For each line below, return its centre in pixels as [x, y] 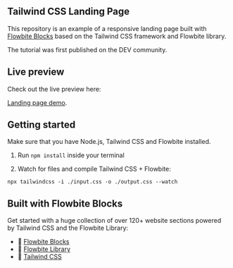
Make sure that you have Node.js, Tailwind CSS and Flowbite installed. [109, 142]
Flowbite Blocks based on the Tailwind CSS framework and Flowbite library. [117, 36]
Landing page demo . [37, 102]
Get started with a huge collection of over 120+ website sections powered [114, 221]
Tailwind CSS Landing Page [69, 12]
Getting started [42, 125]
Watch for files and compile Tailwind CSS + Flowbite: [94, 169]
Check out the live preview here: [54, 89]
